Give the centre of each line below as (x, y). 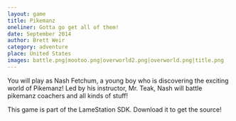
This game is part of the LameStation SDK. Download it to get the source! (114, 109)
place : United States (39, 54)
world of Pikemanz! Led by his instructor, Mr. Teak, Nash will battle (105, 88)
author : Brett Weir (36, 41)
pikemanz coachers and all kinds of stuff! (68, 95)
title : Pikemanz (31, 21)
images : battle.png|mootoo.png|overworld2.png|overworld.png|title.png (116, 60)
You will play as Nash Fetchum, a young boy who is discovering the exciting (118, 80)
